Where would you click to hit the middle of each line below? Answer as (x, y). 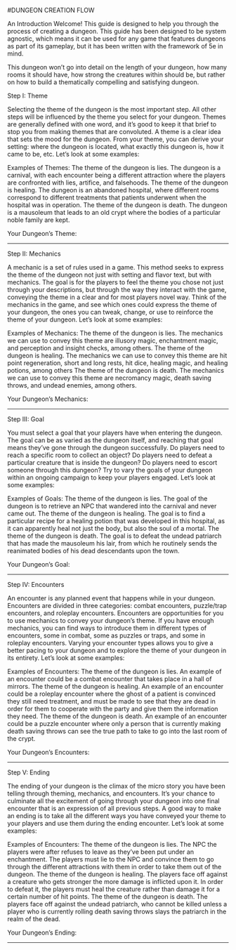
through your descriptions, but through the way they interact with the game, (117, 290)
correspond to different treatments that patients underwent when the (107, 197)
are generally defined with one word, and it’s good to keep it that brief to (112, 124)
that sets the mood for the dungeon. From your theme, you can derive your (116, 139)
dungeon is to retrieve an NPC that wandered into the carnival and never (112, 506)
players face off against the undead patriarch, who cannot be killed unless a (117, 904)
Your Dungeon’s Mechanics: (48, 399)
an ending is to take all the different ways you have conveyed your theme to (117, 816)
